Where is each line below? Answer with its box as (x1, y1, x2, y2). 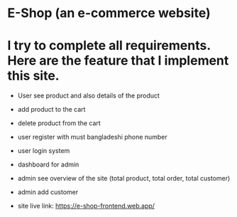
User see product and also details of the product (17, 91, 160, 100)
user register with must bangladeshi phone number (17, 133, 168, 142)
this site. (7, 68, 60, 84)
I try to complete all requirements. (7, 38, 211, 54)
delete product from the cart (17, 119, 101, 127)
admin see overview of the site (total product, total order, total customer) (17, 174, 231, 183)
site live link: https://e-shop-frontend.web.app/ (17, 201, 155, 211)
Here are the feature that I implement (7, 53, 229, 69)
